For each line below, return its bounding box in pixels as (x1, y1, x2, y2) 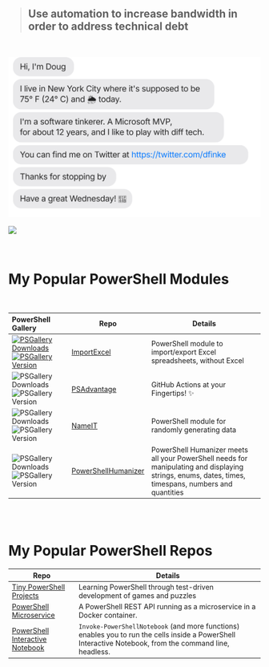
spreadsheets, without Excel (151, 356, 244, 366)
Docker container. (78, 610, 138, 621)
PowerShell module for (151, 417, 227, 426)
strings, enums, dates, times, (151, 470, 246, 480)
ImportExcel (71, 347, 111, 357)
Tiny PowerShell (11, 582, 66, 592)
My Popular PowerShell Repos (8, 542, 213, 560)
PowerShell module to (151, 339, 223, 349)
